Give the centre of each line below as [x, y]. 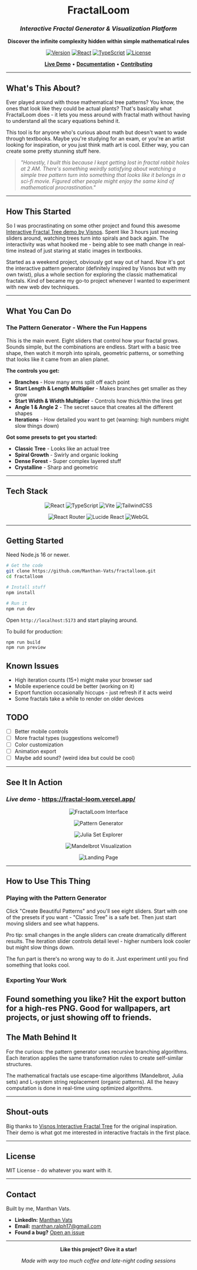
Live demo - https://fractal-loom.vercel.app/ [71, 799]
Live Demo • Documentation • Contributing [98, 64]
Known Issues [33, 666]
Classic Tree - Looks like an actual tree [62, 448]
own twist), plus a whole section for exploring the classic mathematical [92, 274]
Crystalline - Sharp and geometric [56, 467]
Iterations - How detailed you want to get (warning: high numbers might [102, 419]
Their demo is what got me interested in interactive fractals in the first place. [98, 1132]
